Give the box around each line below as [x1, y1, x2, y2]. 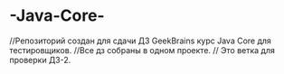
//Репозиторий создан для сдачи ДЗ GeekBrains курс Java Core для [9, 35, 271, 46]
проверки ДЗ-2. [9, 54, 71, 65]
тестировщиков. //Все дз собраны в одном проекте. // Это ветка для [9, 44, 276, 55]
